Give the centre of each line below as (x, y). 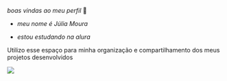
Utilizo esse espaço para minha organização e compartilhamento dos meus (113, 50)
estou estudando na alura (53, 37)
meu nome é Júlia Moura (52, 23)
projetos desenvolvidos (40, 57)
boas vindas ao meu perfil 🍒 (47, 11)
